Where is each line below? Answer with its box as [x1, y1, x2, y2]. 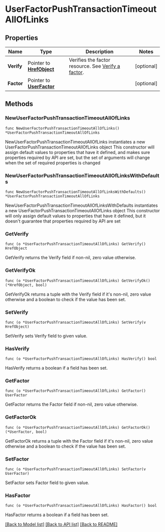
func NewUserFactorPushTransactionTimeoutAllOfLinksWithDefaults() [5, 189, 146, 194]
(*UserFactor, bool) [5, 429, 48, 434]
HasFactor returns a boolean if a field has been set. [5, 512, 109, 518]
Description [85, 48, 114, 55]
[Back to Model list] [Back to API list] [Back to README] [5, 522, 118, 528]
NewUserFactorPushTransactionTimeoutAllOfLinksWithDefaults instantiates [5, 202, 158, 208]
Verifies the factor [68, 57, 110, 63]
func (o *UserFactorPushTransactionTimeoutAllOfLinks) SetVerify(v [5, 320, 146, 325]
